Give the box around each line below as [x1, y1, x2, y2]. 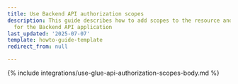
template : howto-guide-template [7, 37, 103, 44]
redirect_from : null [7, 43, 69, 50]
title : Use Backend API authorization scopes [7, 10, 144, 18]
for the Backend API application [13, 23, 113, 30]
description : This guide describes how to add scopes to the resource [7, 17, 220, 24]
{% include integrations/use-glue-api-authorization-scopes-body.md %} [7, 68, 220, 77]
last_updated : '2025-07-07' [7, 30, 91, 37]
